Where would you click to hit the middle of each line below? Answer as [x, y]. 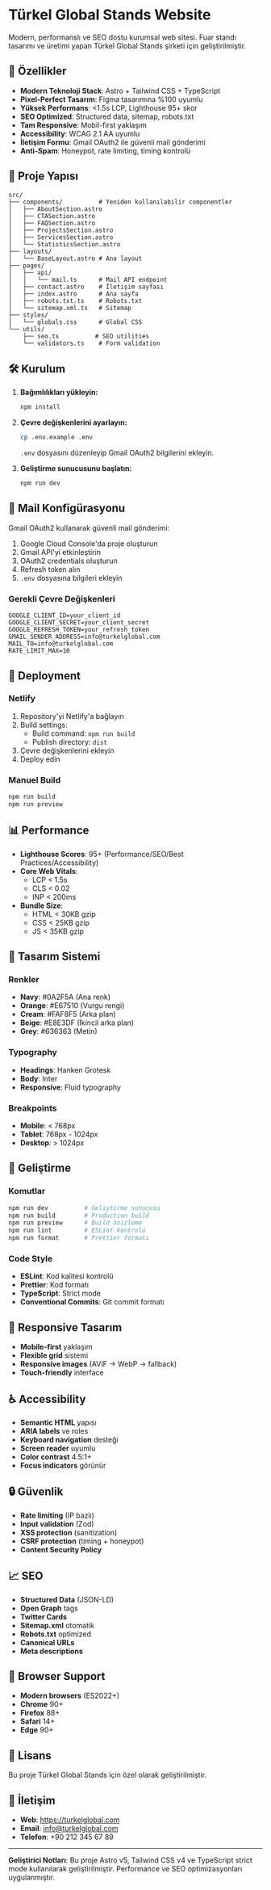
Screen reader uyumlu [58, 1448]
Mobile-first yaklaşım [56, 1347]
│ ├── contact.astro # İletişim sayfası [86, 287]
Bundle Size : [41, 905]
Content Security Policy [61, 1549]
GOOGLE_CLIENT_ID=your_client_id [65, 615]
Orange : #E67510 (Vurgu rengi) [72, 1006]
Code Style [31, 1258]
